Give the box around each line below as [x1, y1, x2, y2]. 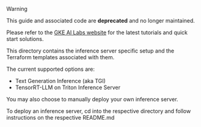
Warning [6, 5, 27, 12]
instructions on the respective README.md [6, 114, 115, 121]
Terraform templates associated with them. [6, 54, 115, 60]
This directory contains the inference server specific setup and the [6, 47, 175, 54]
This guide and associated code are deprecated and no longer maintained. [6, 17, 196, 24]
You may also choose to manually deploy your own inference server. [6, 96, 178, 103]
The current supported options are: [6, 65, 95, 73]
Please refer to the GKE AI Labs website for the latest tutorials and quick [6, 29, 188, 36]
